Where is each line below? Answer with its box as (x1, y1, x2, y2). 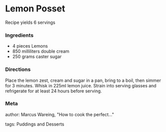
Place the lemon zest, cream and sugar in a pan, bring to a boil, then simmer (5, 77, 162, 83)
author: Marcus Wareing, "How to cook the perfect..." (5, 111, 114, 117)
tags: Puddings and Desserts (5, 121, 65, 127)
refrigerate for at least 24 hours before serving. (5, 88, 102, 94)
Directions (5, 66, 31, 73)
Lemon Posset (5, 3, 66, 14)
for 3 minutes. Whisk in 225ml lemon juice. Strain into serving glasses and (5, 82, 157, 88)
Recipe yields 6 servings (5, 19, 56, 25)
